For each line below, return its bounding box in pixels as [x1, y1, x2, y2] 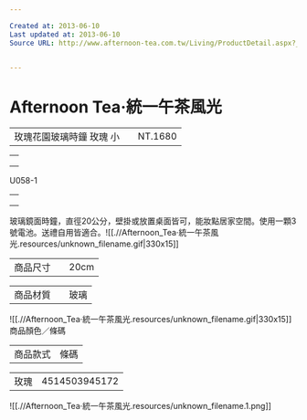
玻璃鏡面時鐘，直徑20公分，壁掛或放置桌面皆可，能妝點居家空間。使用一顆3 [9, 215, 297, 226]
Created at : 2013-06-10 [9, 21, 101, 30]
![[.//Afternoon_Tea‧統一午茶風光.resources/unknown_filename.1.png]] [9, 401, 272, 412]
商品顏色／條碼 [9, 325, 66, 336]
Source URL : [9, 38, 55, 47]
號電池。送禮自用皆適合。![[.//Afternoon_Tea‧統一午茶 [9, 227, 211, 238]
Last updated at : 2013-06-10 [9, 29, 121, 39]
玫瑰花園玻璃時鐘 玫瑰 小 [14, 131, 121, 143]
